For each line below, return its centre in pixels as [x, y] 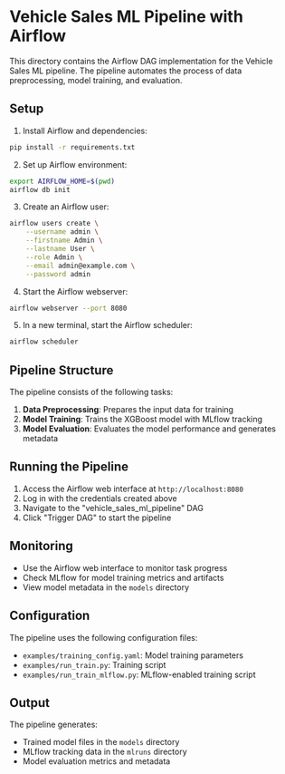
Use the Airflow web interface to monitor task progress [125, 567]
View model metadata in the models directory [106, 587]
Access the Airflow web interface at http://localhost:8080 [133, 489]
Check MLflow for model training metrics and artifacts [123, 577]
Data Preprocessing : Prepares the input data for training [128, 410]
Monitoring [42, 546]
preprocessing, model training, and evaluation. [96, 80]
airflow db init [40, 189]
